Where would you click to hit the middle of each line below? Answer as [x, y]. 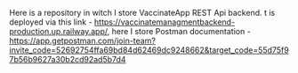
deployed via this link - [51, 22]
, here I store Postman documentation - [179, 31]
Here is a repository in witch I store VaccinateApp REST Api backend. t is [142, 13]
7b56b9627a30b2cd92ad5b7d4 [68, 59]
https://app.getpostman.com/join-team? [82, 40]
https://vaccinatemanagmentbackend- [165, 22]
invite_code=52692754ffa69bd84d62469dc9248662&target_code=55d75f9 [149, 50]
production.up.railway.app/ [59, 31]
